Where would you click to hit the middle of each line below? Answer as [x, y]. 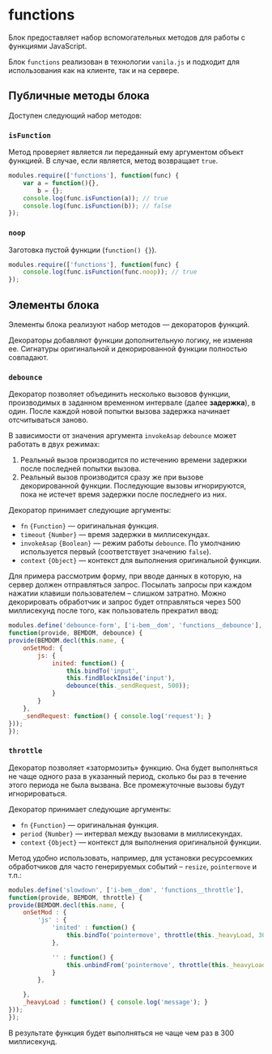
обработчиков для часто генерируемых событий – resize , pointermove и [133, 867]
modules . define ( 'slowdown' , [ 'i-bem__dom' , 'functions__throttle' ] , [126, 890]
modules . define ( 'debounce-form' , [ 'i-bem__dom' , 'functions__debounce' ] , [136, 626]
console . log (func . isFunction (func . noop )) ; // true [110, 272]
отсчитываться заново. [49, 420]
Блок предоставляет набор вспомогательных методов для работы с [127, 37]
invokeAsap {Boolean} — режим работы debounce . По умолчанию [130, 543]
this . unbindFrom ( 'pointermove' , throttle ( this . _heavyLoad [166, 965]
